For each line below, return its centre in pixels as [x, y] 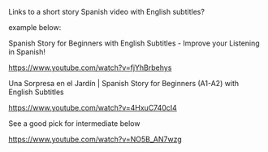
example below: [35, 27]
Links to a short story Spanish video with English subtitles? [107, 12]
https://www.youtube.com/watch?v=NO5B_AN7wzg [95, 139]
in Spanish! [27, 52]
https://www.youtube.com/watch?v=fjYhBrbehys [90, 67]
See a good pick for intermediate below [74, 124]
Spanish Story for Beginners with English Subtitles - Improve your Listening [134, 43]
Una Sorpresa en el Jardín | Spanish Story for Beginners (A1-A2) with [124, 83]
